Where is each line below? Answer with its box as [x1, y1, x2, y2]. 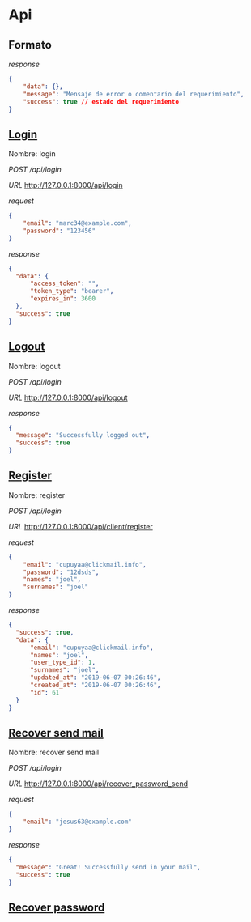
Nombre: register [8, 490, 66, 499]
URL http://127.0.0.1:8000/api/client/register [8, 521, 154, 531]
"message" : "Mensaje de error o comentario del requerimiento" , [23, 90, 245, 98]
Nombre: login [8, 149, 56, 159]
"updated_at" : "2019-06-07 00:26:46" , [29, 673, 161, 682]
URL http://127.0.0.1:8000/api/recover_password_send [8, 779, 189, 788]
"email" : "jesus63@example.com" [23, 818, 132, 826]
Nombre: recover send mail [8, 747, 100, 758]
